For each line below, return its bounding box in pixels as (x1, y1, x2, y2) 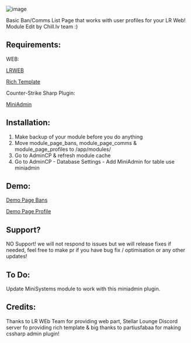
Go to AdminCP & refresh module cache (14, 152, 111, 159)
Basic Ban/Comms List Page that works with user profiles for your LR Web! (6, 17, 186, 23)
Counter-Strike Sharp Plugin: (6, 89, 75, 96)
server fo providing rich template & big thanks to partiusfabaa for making (6, 324, 181, 331)
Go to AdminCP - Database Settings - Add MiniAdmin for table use (14, 158, 175, 165)
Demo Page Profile (6, 208, 51, 215)
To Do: (6, 269, 30, 280)
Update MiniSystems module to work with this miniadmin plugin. (6, 285, 161, 292)
